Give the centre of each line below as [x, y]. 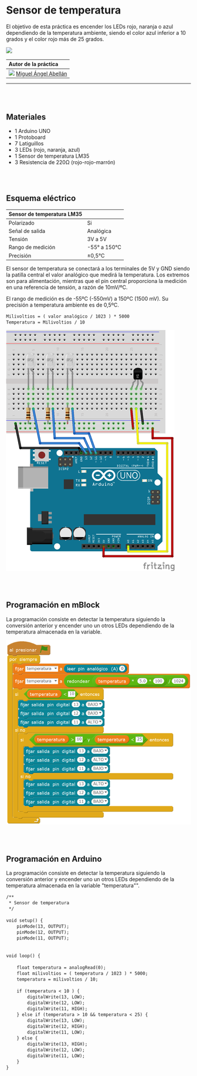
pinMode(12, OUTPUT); [43, 932]
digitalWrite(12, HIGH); [57, 1027]
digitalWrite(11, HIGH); [57, 1009]
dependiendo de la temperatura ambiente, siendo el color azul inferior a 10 [96, 32]
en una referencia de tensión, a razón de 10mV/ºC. [67, 287]
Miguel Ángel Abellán [41, 74]
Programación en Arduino [54, 859]
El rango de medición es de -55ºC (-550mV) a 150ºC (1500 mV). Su [87, 299]
